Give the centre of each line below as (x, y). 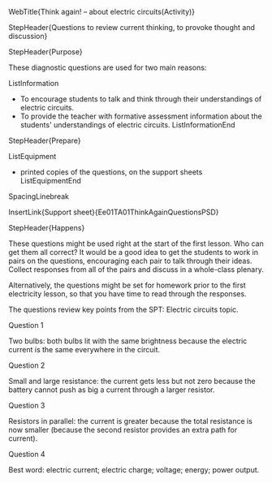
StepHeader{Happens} (47, 228)
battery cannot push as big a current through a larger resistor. (112, 390)
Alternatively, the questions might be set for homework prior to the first (127, 285)
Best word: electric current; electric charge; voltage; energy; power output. (134, 470)
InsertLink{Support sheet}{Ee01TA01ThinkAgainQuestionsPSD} (114, 212)
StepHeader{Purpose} (45, 52)
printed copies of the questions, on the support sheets (111, 172)
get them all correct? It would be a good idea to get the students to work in (133, 252)
